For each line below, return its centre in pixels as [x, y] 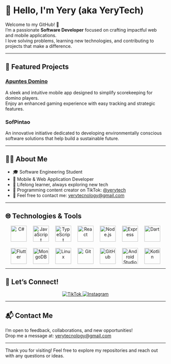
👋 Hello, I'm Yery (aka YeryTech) [75, 10]
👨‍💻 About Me [26, 159]
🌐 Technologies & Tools [44, 216]
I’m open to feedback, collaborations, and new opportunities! [69, 330]
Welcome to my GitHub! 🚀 [32, 24]
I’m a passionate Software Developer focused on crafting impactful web [81, 30]
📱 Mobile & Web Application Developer [53, 179]
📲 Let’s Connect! [32, 282]
